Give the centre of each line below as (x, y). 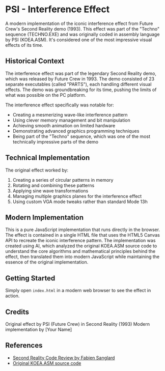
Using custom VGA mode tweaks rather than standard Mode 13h (80, 202)
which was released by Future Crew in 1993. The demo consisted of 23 (80, 79)
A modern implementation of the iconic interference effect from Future (79, 23)
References (24, 345)
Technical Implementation (48, 158)
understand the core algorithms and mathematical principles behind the (80, 251)
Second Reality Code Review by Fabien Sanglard (64, 358)
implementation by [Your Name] (39, 330)
